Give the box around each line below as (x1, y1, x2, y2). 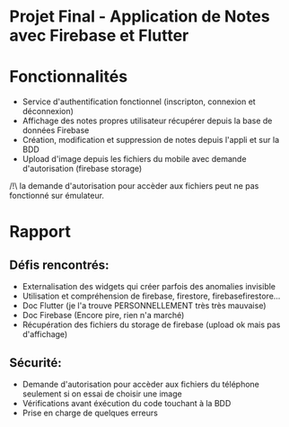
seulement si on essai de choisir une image (22, 388, 182, 399)
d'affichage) (22, 329, 68, 340)
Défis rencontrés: (9, 257, 109, 272)
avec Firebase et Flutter (9, 25, 189, 46)
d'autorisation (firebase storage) (22, 164, 143, 174)
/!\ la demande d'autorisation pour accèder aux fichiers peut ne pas (9, 181, 259, 191)
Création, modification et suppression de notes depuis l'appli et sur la (22, 135, 280, 146)
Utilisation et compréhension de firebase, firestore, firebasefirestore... (22, 290, 281, 302)
